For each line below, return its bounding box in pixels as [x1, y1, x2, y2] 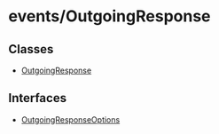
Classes [8, 42, 54, 57]
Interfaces [8, 91, 67, 106]
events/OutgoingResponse [8, 6, 211, 27]
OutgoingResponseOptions [20, 114, 121, 125]
